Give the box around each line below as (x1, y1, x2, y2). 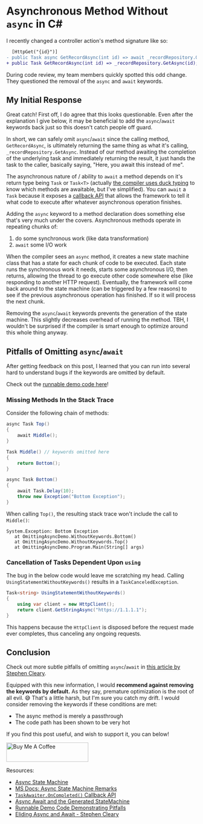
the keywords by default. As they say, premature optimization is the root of (6, 688, 195, 695)
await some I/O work (14, 241, 67, 248)
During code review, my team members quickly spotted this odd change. (6, 71, 187, 78)
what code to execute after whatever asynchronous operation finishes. (6, 198, 182, 206)
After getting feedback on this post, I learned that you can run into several (6, 363, 190, 370)
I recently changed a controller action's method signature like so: (6, 37, 168, 44)
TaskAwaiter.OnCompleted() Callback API (14, 791, 117, 799)
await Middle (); (17, 432, 59, 439)
